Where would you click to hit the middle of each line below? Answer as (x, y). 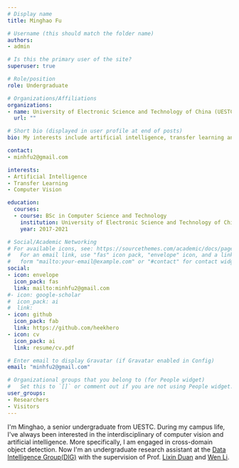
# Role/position (31, 79)
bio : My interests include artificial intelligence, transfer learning (116, 138)
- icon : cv (23, 334)
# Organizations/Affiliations (52, 98)
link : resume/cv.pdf (44, 348)
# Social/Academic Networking (52, 242)
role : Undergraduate (38, 85)
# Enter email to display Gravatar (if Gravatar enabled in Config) (111, 361)
